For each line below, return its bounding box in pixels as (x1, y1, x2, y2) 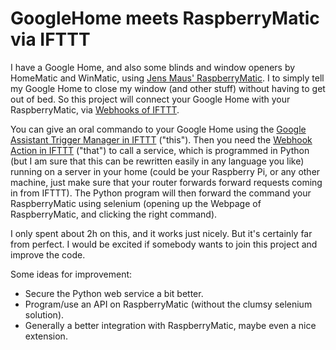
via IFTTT (10, 28, 91, 51)
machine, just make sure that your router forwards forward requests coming (10, 176, 323, 188)
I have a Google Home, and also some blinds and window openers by (10, 61, 296, 73)
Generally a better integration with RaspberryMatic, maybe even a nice (24, 319, 317, 331)
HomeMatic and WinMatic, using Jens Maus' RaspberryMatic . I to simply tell (10, 72, 325, 84)
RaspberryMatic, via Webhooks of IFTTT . (10, 103, 180, 116)
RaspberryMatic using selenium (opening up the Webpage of (10, 197, 262, 209)
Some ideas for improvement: (10, 268, 133, 280)
